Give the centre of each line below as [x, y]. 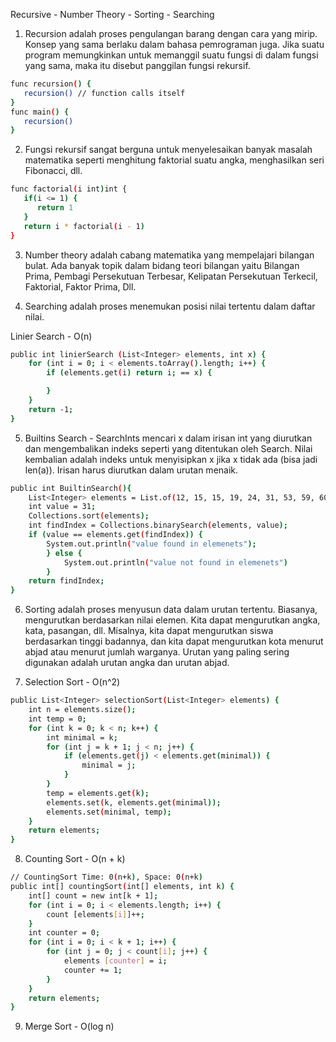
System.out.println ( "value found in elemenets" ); [151, 544]
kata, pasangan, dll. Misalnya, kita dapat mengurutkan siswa [149, 631]
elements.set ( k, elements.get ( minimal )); [134, 802]
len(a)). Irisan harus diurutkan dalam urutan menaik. [131, 470]
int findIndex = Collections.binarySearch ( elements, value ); [158, 525]
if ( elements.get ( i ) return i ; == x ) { [129, 373]
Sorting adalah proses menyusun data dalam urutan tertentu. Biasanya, [171, 610]
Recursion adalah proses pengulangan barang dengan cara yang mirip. [171, 33]
